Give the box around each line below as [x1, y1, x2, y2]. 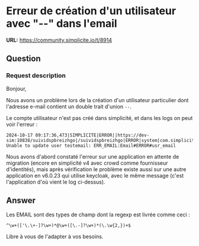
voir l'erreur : [6, 121, 38, 128]
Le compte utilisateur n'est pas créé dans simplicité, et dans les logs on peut [6, 114, 193, 121]
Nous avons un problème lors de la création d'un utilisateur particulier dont [6, 96, 189, 103]
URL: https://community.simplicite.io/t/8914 [6, 36, 113, 43]
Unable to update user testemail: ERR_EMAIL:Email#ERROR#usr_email [6, 143, 176, 149]
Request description [6, 71, 66, 80]
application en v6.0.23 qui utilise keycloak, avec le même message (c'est [6, 172, 184, 179]
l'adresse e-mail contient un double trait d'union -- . [6, 103, 132, 110]
